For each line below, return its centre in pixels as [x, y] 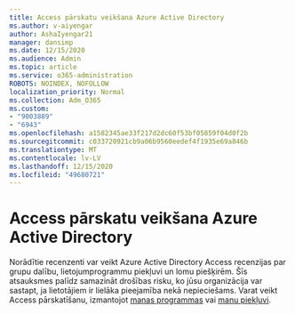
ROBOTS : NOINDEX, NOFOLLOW [59, 84]
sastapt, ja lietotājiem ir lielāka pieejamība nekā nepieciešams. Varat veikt [144, 291]
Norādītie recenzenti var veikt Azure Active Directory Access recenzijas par [148, 262]
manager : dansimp [41, 42]
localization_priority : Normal [67, 92]
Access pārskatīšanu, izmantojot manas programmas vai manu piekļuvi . [140, 300]
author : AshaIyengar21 [51, 34]
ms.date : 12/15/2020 [48, 51]
